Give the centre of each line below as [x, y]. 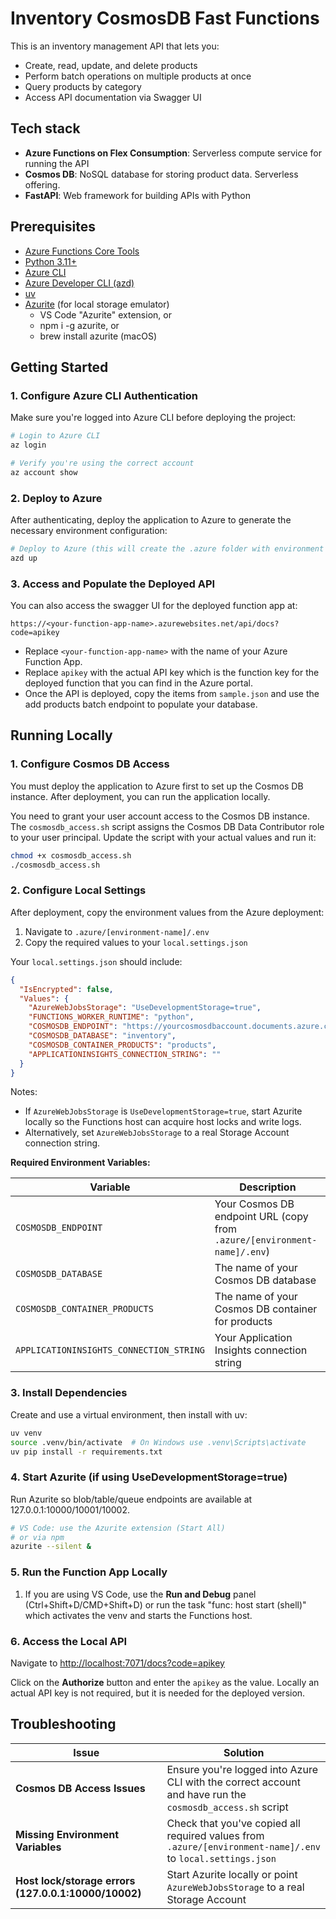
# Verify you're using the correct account [102, 463]
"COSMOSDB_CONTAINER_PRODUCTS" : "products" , [122, 1045]
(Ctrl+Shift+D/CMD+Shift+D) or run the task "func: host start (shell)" [165, 1604]
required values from [215, 1835]
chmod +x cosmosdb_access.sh [71, 855]
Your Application [253, 1338]
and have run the [206, 1794]
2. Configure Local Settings [78, 890]
